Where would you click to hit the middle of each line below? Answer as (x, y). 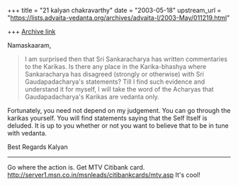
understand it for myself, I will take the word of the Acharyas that (119, 89)
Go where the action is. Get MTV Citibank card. (76, 167)
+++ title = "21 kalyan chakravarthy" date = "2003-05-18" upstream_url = (114, 10)
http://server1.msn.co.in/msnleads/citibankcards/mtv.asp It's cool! (104, 175)
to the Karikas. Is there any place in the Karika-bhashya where (115, 66)
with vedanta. (27, 133)
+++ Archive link (32, 32)
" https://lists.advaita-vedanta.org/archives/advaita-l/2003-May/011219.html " (119, 18)
